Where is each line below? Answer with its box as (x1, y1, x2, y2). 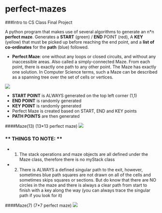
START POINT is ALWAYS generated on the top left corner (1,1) (12, 92, 137, 98)
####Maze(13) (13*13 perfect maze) (5, 123, 78, 129)
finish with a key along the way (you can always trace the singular (19, 187, 151, 193)
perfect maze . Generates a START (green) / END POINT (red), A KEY (5, 34, 144, 40)
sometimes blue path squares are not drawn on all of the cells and (19, 172, 151, 178)
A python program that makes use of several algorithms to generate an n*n (5, 29, 155, 34)
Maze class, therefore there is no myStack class (19, 156, 115, 163)
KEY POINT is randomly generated (12, 103, 81, 108)
